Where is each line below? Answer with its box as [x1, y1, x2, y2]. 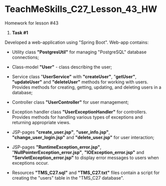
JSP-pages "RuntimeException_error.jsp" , [11, 144, 101, 150]
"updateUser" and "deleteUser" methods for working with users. [11, 79, 148, 85]
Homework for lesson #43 [4, 20, 58, 26]
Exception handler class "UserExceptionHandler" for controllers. [11, 109, 147, 115]
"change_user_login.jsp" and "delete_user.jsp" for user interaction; [11, 134, 154, 140]
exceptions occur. [11, 160, 49, 166]
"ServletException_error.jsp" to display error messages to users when [11, 155, 159, 161]
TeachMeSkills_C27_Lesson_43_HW [4, 3, 157, 15]
